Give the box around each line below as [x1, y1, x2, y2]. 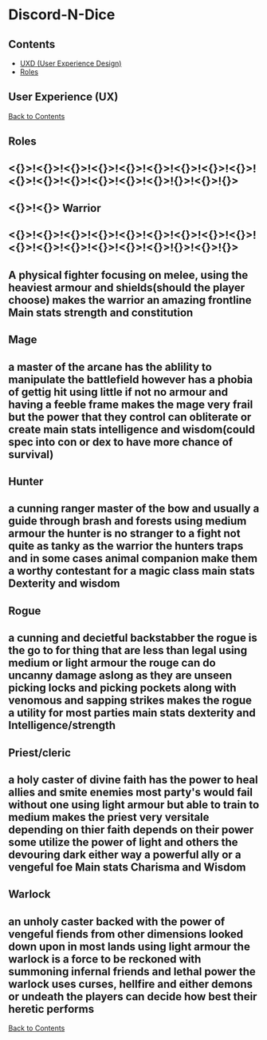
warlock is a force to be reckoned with [8, 952, 202, 966]
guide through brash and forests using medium [8, 514, 247, 528]
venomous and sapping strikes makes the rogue [8, 694, 253, 707]
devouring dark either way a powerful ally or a [8, 847, 241, 861]
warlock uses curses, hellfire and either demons [8, 977, 253, 990]
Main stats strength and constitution [8, 305, 194, 319]
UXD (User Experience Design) [19, 58, 122, 68]
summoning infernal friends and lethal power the [8, 965, 257, 978]
